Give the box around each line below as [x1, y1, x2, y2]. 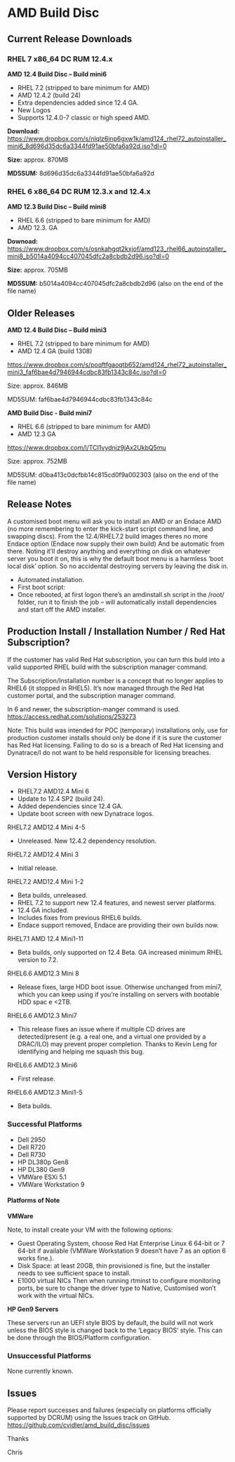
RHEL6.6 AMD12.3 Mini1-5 [7, 1088, 83, 1097]
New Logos [17, 105, 51, 114]
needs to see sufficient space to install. [17, 1269, 131, 1277]
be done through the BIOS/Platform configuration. [7, 1333, 152, 1342]
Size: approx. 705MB [7, 265, 69, 275]
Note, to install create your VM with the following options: [7, 1225, 173, 1234]
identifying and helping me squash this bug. [17, 1048, 145, 1056]
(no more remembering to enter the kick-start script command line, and [7, 525, 213, 533]
